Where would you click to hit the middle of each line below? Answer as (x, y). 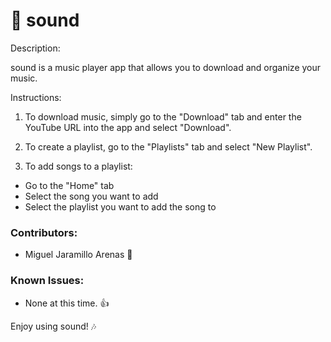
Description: (35, 48)
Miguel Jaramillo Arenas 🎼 (78, 255)
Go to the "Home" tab (69, 185)
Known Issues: (47, 281)
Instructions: (36, 97)
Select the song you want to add (91, 196)
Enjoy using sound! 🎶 (53, 326)
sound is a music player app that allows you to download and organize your (166, 67)
